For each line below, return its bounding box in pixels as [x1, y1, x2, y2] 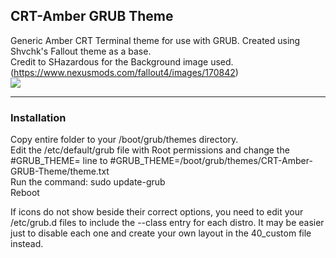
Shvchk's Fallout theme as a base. [10, 45, 152, 57]
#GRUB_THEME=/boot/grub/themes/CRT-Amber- [109, 155, 313, 167]
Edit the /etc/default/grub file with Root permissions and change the [10, 144, 290, 156]
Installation [10, 110, 67, 124]
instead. [10, 238, 44, 250]
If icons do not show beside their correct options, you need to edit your [10, 206, 304, 218]
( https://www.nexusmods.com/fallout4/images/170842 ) [10, 66, 239, 78]
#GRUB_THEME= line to [10, 155, 108, 167]
